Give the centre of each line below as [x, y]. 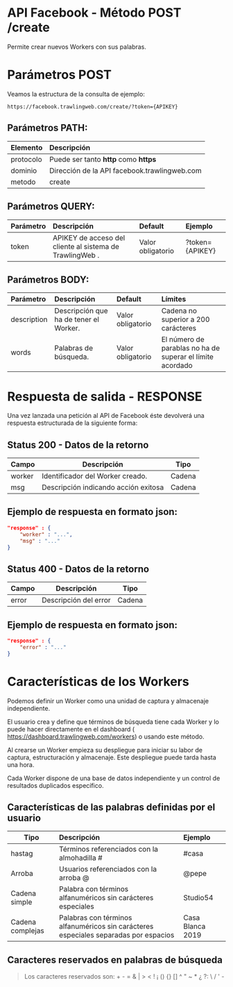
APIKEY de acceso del [89, 237]
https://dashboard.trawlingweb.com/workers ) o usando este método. [106, 736]
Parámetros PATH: [48, 128]
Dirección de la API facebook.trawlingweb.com [126, 170]
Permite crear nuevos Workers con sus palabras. [77, 47]
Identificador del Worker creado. [94, 476]
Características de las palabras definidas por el [111, 807]
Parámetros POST [60, 75]
